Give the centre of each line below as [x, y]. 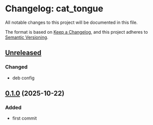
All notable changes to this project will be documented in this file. [72, 22]
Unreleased [23, 53]
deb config [23, 78]
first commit [24, 118]
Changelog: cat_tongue [54, 9]
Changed [17, 67]
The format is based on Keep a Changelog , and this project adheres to [76, 32]
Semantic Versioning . [27, 37]
